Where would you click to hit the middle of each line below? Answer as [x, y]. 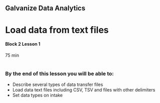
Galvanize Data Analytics [45, 8]
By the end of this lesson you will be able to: [59, 73]
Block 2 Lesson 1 [23, 44]
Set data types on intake [37, 95]
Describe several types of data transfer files [58, 84]
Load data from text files [57, 30]
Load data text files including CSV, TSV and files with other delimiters [84, 90]
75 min [12, 55]
